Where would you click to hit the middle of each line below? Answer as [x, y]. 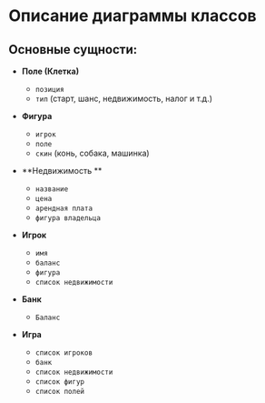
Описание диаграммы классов [133, 16]
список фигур [60, 382]
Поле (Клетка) [50, 71]
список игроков [64, 353]
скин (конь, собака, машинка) [93, 153]
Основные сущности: [73, 50]
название [52, 189]
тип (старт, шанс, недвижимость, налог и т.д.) [124, 98]
